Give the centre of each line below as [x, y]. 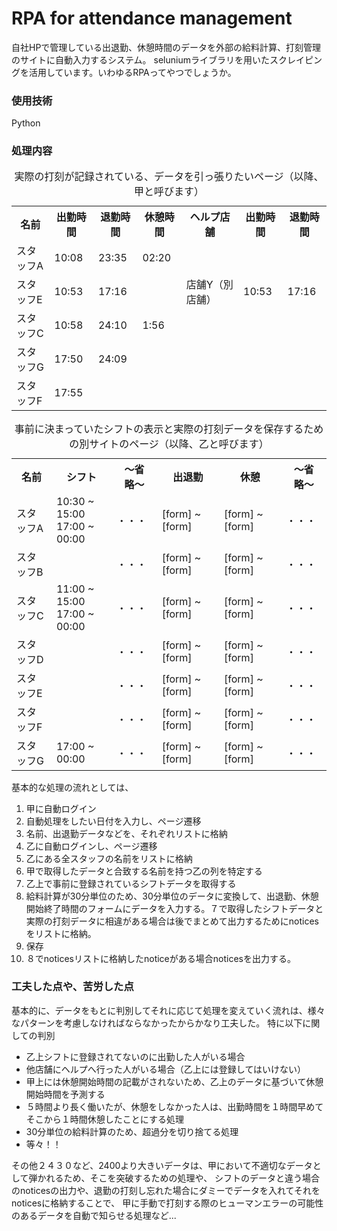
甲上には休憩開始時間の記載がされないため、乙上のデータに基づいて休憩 [174, 1081]
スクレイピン [296, 59]
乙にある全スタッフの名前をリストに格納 [109, 858]
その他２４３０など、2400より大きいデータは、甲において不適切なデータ [162, 1165]
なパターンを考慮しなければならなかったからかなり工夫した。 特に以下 [157, 1023]
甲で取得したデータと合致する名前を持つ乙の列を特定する [144, 871]
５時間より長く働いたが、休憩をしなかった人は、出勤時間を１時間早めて [174, 1106]
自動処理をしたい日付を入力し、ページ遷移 [113, 821]
